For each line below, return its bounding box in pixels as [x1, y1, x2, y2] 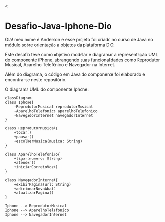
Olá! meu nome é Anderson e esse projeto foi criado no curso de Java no [5, 36, 153, 42]
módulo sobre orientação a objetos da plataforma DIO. [5, 42, 115, 48]
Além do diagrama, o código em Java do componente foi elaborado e [5, 71, 146, 77]
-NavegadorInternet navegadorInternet [14, 113, 93, 118]
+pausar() [14, 134, 34, 139]
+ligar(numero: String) [14, 156, 63, 161]
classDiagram [5, 95, 32, 100]
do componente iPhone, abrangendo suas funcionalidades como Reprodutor [5, 57, 160, 63]
